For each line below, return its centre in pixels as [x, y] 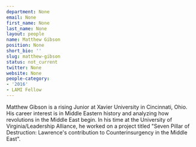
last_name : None [27, 28]
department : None [28, 12]
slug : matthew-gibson [33, 56]
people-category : [28, 79]
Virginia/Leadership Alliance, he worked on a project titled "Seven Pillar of [98, 126]
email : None [21, 17]
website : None [24, 73]
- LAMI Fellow [24, 90]
